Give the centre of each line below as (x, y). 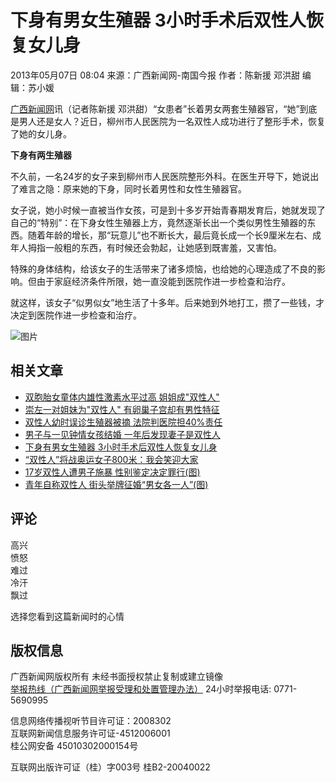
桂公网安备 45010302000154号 (74, 746)
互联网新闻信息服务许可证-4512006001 (90, 733)
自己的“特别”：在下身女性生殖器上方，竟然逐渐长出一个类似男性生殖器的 (159, 222)
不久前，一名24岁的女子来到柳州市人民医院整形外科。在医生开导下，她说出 (165, 176)
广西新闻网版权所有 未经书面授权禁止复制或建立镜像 (116, 677)
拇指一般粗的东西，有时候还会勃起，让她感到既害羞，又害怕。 (154, 247)
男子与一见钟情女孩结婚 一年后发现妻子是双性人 (122, 434)
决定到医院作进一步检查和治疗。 (76, 315)
